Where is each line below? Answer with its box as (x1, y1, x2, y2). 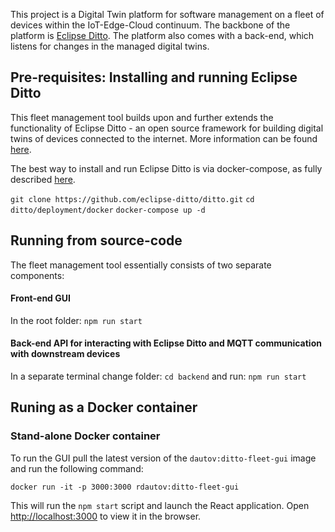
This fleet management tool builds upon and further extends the (10, 111, 274, 123)
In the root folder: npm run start (10, 314, 143, 326)
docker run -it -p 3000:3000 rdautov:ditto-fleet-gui (10, 482, 240, 492)
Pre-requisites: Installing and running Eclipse (10, 69, 298, 86)
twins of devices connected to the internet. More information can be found (10, 132, 318, 144)
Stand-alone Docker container (10, 429, 161, 443)
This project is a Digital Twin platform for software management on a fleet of (10, 9, 325, 20)
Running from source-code (10, 232, 183, 249)
